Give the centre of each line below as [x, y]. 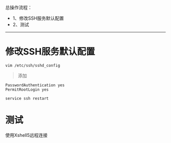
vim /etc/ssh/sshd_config [33, 65]
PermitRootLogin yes [27, 90]
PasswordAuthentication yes [35, 85]
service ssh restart [27, 98]
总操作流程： [19, 7]
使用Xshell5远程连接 [26, 135]
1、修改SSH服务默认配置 [38, 18]
